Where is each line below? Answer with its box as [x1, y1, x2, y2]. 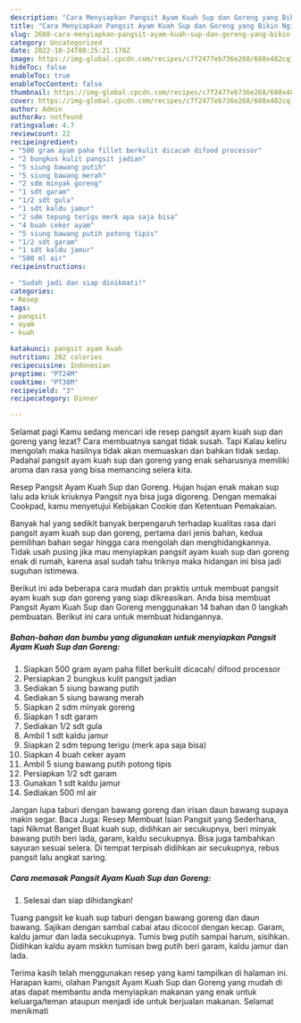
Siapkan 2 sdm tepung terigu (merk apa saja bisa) [22, 740, 207, 750]
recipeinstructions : [10, 263, 88, 272]
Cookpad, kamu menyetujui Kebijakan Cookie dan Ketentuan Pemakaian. [10, 501, 278, 512]
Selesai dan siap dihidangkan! [22, 895, 133, 906]
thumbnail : [10, 88, 51, 96]
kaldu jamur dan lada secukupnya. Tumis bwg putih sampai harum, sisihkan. [10, 931, 290, 943]
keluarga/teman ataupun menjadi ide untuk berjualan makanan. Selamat [10, 996, 274, 1007]
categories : [10, 287, 54, 296]
